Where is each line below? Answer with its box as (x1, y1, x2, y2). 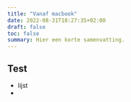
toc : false (7, 30, 40, 37)
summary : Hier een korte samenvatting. (7, 37, 125, 44)
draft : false (7, 23, 46, 30)
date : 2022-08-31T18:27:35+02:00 (7, 17, 106, 24)
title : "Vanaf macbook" (7, 10, 78, 18)
